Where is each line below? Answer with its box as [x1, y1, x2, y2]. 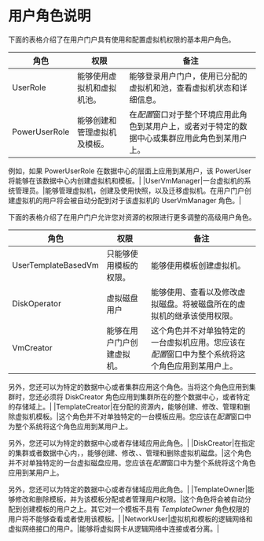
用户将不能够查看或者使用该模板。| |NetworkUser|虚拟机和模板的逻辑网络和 [8, 513, 253, 524]
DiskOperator [12, 298, 61, 309]
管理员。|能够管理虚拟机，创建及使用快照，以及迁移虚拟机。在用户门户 [14, 186, 245, 195]
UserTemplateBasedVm [12, 259, 100, 270]
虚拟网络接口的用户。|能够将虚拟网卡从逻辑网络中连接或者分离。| [8, 524, 220, 533]
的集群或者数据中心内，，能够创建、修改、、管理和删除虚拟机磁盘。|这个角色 [8, 448, 251, 458]
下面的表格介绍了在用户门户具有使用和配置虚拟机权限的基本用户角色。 [8, 35, 236, 44]
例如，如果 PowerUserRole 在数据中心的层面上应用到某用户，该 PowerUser [8, 166, 251, 176]
